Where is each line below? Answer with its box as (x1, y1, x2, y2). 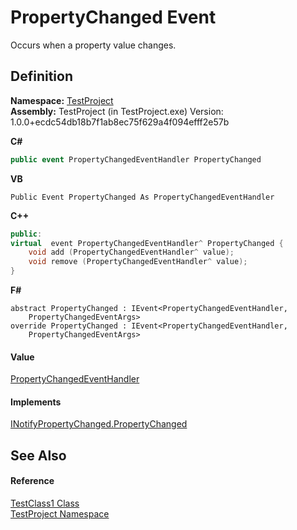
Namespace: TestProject (10, 94, 114, 106)
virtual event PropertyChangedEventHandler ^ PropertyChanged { (10, 238, 284, 248)
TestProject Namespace (10, 508, 110, 520)
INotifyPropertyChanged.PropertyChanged (10, 418, 188, 430)
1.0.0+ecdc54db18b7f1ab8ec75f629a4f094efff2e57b (10, 116, 230, 128)
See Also (10, 447, 67, 464)
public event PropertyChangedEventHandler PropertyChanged (10, 154, 262, 165)
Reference (10, 475, 55, 487)
